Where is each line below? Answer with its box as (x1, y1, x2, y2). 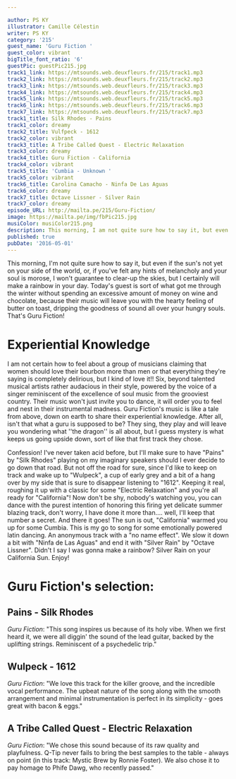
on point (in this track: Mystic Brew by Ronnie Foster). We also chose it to (7, 756, 220, 764)
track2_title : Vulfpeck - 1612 (7, 128, 99, 135)
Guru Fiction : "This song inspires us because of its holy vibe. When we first (7, 625, 226, 634)
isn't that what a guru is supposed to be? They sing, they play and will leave (7, 420, 227, 428)
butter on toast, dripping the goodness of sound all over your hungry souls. (7, 304, 225, 313)
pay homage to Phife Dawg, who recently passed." (7, 763, 154, 772)
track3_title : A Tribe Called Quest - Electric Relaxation (7, 141, 185, 148)
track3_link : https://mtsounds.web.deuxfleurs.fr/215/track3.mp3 (7, 82, 203, 89)
